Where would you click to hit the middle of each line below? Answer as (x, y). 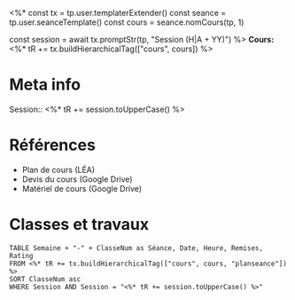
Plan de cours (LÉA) (58, 170)
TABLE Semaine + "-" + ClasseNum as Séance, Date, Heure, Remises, (136, 248)
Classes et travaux (79, 225)
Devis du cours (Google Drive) (77, 179)
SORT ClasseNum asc (45, 279)
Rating (21, 256)
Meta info (45, 85)
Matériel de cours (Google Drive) (82, 188)
